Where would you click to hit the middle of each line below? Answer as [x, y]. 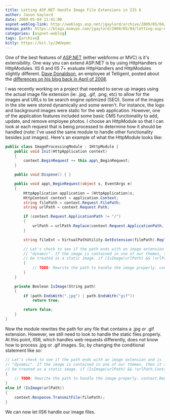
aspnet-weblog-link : [27, 24]
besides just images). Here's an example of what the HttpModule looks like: [84, 137]
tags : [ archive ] [22, 39]
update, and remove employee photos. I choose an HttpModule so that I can [84, 121]
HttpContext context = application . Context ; [71, 198]
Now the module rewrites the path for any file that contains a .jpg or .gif [80, 329]
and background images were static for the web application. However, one [83, 110]
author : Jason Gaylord [29, 15]
